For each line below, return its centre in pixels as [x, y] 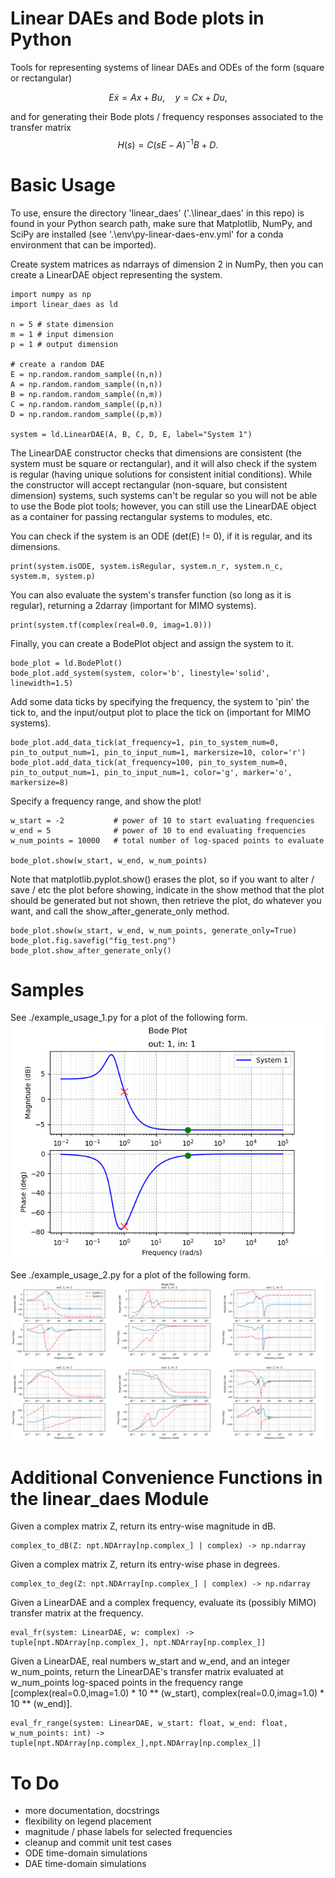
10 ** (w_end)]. [41, 1704]
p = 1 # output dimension [64, 344]
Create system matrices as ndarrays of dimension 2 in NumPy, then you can [167, 264]
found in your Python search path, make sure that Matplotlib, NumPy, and [161, 223]
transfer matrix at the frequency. [77, 1613]
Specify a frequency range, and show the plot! [106, 801]
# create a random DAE [57, 364]
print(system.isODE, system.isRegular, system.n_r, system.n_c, [147, 566]
